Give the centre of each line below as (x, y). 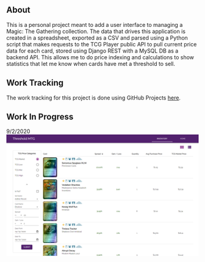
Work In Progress (40, 117)
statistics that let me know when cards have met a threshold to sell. (91, 64)
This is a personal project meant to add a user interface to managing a (95, 24)
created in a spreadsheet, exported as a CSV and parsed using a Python (97, 38)
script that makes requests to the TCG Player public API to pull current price (102, 44)
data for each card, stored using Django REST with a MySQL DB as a (92, 51)
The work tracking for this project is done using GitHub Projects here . (94, 98)
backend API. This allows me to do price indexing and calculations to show (100, 57)
